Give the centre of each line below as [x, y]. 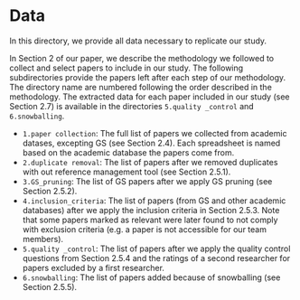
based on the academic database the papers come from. [128, 152]
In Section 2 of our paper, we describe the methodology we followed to [142, 58]
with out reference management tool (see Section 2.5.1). [127, 172]
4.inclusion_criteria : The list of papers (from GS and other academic [154, 201]
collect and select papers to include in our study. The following [127, 68]
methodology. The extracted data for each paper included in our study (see [150, 97]
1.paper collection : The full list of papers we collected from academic [155, 133]
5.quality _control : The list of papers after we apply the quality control [156, 248]
